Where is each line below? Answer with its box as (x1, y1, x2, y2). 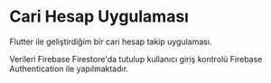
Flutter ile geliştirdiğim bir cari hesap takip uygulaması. (9, 36, 212, 47)
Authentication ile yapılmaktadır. (9, 63, 129, 74)
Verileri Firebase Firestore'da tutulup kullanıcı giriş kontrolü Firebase (9, 53, 263, 64)
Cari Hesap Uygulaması (9, 6, 190, 27)
